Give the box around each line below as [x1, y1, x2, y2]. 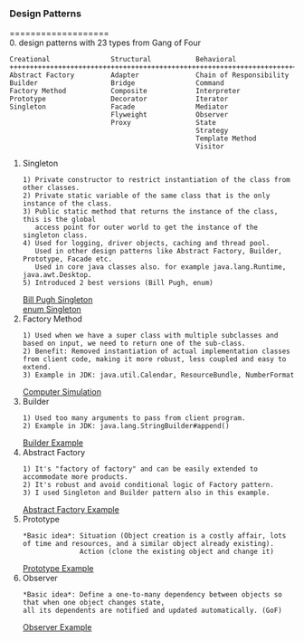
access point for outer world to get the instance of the [34, 223, 259, 233]
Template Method [195, 134, 257, 143]
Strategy [195, 126, 229, 136]
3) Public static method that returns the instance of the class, [22, 207, 279, 216]
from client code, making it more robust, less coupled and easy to [22, 355, 287, 364]
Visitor [195, 142, 224, 151]
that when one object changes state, [22, 598, 166, 608]
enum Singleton [22, 304, 81, 315]
